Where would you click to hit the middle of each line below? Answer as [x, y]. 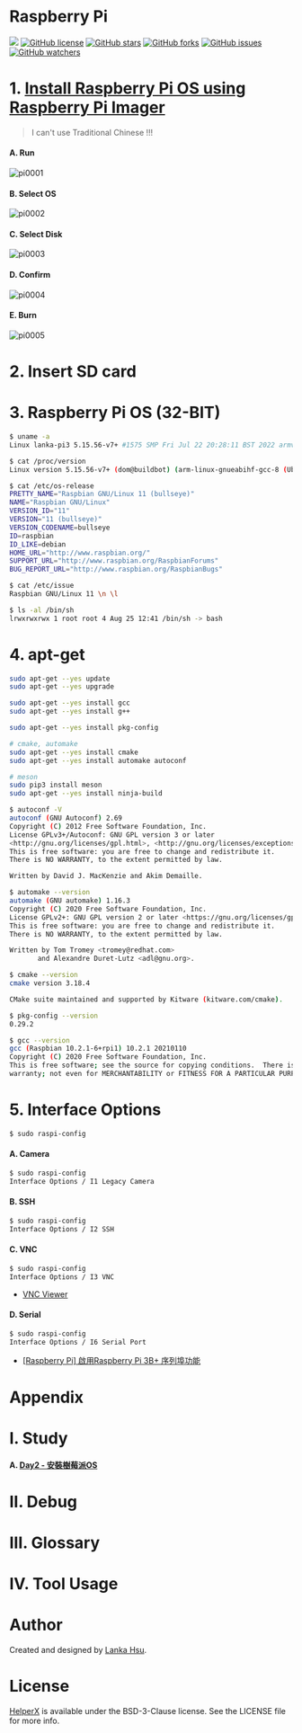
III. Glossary [55, 1542]
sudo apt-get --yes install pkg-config [84, 728]
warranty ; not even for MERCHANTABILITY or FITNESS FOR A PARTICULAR [142, 1074]
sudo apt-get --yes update [60, 679]
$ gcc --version [40, 1040]
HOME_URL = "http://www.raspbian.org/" [80, 553]
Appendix [46, 1397]
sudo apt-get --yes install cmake [74, 752]
